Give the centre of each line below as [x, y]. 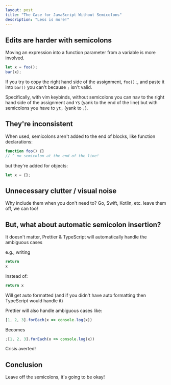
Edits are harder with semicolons [59, 40]
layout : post [19, 10]
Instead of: [17, 276]
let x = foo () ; [21, 67]
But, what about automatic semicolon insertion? [83, 224]
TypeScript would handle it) [34, 300]
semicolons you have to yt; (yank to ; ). [47, 108]
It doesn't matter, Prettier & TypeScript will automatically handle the [76, 237]
